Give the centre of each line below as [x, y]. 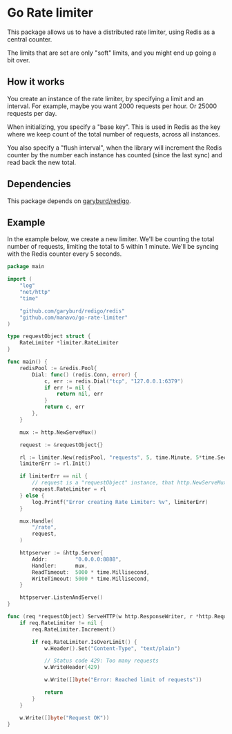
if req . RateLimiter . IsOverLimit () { [85, 642]
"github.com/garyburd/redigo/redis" [72, 311]
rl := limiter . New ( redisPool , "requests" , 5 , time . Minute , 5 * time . [119, 457]
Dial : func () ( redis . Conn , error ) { [85, 375]
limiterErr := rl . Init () [55, 464]
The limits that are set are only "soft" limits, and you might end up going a [112, 53]
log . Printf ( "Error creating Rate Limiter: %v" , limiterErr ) [120, 502]
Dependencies [39, 184]
